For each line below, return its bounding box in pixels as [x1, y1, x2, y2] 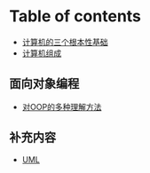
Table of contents [9, 6, 142, 27]
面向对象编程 [9, 76, 80, 91]
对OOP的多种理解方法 [21, 101, 102, 112]
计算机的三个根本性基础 [21, 36, 108, 47]
